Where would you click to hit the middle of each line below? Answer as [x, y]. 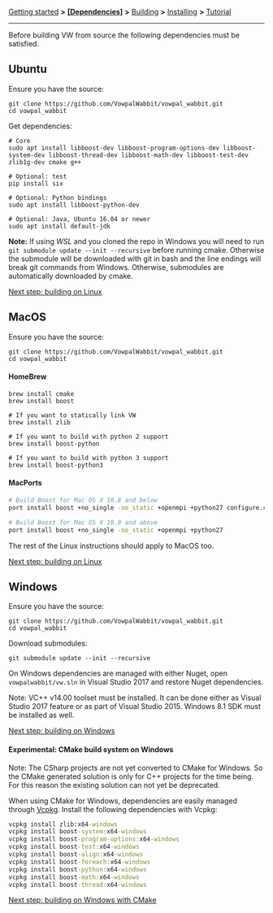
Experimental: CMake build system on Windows [91, 749]
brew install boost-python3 [56, 465]
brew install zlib [39, 422]
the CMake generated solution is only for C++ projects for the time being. [131, 776]
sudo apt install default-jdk [60, 226]
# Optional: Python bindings [58, 198]
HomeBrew [28, 376]
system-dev [27, 155]
